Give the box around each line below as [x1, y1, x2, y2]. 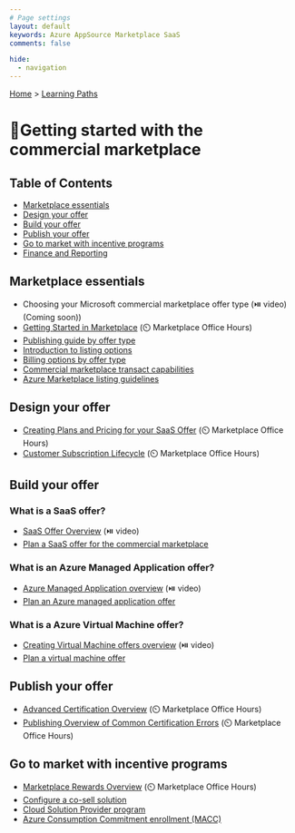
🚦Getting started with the [9, 120, 204, 141]
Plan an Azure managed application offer [22, 595, 176, 606]
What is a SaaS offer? [9, 505, 106, 517]
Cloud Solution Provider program [22, 804, 146, 815]
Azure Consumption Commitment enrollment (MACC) [22, 813, 222, 824]
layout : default [9, 22, 71, 31]
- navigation [17, 64, 67, 73]
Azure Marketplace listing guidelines [22, 373, 160, 384]
